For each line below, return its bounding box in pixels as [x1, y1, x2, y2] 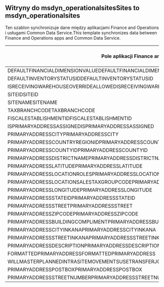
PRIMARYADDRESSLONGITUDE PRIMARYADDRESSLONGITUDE [7, 186, 152, 193]
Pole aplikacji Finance [101, 52, 153, 59]
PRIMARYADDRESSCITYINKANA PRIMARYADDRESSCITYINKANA [7, 226, 156, 233]
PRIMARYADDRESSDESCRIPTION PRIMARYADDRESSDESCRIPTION [7, 242, 161, 249]
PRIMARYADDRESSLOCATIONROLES [7, 170, 92, 177]
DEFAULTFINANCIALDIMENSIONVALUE [7, 67, 99, 74]
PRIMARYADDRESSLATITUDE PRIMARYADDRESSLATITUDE [7, 163, 143, 169]
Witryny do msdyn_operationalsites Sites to [5, 4, 140, 12]
